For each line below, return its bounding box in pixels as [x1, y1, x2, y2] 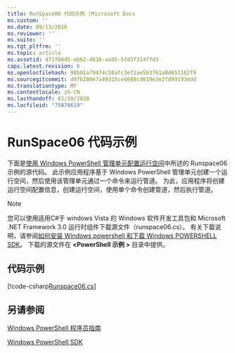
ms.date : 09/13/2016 [7, 23, 68, 30]
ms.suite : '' [7, 37, 46, 44]
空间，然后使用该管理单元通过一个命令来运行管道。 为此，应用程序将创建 [13, 176, 225, 185]
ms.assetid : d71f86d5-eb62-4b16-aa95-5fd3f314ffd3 [7, 56, 159, 63]
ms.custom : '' [7, 17, 49, 24]
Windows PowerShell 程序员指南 [7, 324, 101, 333]
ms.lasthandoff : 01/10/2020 [7, 96, 90, 103]
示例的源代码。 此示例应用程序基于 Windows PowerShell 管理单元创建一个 [7, 167, 222, 176]
